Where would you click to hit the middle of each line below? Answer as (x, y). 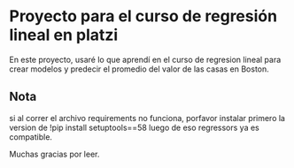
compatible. (31, 137)
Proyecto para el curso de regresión (143, 16)
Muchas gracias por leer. (54, 154)
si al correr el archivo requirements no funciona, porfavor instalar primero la (147, 118)
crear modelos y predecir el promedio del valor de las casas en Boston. (139, 69)
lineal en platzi (64, 35)
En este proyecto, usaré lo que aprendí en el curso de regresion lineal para (145, 59)
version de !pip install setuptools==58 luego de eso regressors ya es (134, 127)
